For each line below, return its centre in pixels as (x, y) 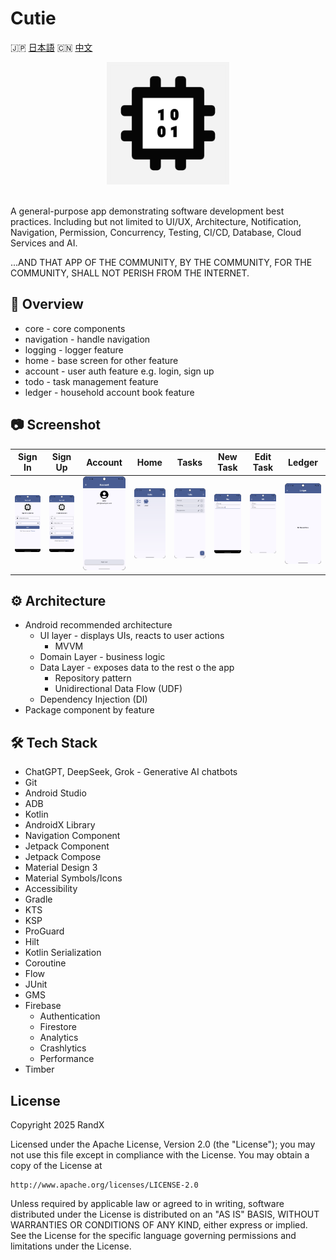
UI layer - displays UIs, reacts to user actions (132, 636)
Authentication (70, 1016)
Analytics (59, 1038)
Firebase (43, 1006)
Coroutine (45, 963)
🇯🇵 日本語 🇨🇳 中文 (51, 47)
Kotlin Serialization (63, 953)
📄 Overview (47, 304)
